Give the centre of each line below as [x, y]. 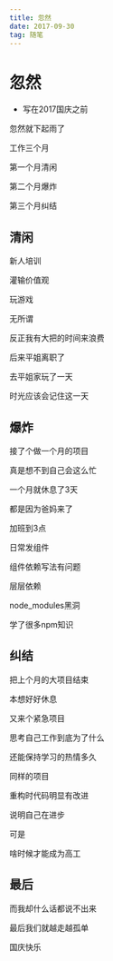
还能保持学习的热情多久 [53, 757]
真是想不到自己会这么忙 [53, 470]
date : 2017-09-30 [42, 26]
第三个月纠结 [33, 206]
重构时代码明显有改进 [49, 795]
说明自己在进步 [37, 815]
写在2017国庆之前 [55, 109]
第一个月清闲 [33, 167]
